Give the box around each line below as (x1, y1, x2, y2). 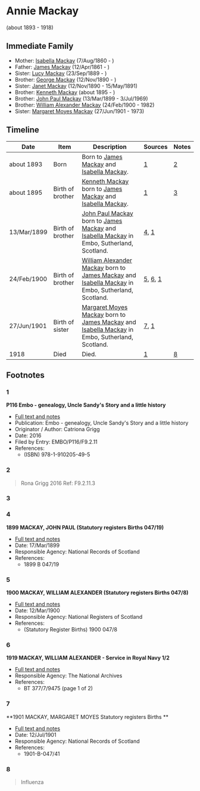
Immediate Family (6, 41, 74, 51)
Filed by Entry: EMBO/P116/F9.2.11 (14, 438, 98, 446)
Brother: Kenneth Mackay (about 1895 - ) (14, 88, 115, 96)
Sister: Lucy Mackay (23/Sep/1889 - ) (14, 70, 107, 77)
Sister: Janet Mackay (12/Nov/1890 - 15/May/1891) (14, 82, 138, 89)
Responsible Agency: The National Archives (14, 672, 123, 680)
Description (93, 142, 127, 151)
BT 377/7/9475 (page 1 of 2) (23, 685, 93, 692)
